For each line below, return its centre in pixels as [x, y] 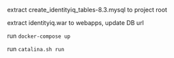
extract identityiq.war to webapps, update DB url [76, 23]
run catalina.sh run [36, 49]
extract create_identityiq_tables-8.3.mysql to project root [87, 10]
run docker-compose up [39, 36]
